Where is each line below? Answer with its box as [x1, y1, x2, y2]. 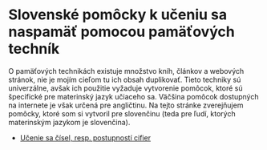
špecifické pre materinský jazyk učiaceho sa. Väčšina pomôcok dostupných [8, 91, 259, 101]
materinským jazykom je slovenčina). [8, 117, 131, 127]
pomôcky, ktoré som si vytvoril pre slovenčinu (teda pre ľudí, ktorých [8, 108, 236, 118]
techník [8, 40, 60, 58]
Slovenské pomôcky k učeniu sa [8, 6, 228, 24]
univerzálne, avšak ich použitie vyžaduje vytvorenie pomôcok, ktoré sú [8, 83, 243, 93]
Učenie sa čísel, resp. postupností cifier [19, 132, 151, 142]
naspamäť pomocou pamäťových [8, 22, 235, 41]
